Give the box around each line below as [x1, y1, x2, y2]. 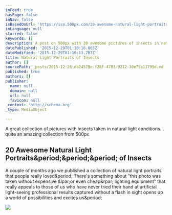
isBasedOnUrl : [5, 21, 36, 27]
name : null [10, 83, 33, 88]
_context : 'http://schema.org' [5, 103, 72, 108]
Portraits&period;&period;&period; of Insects [5, 154, 152, 162]
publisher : [5, 79, 29, 84]
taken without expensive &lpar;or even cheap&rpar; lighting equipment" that [5, 178, 165, 184]
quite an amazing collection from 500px [5, 131, 90, 137]
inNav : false [5, 17, 33, 22]
